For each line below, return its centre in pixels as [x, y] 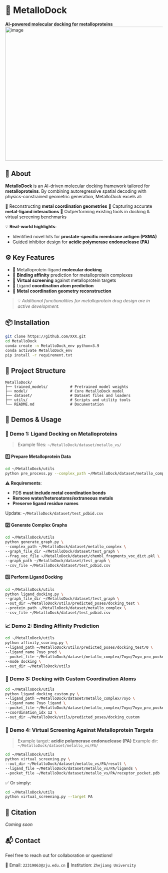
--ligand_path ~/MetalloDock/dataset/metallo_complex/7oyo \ [70, 699]
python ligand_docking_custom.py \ [42, 694]
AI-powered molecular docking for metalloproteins [59, 24]
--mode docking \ [23, 661]
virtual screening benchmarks [36, 217]
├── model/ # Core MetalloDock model [64, 391]
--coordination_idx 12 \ [31, 713]
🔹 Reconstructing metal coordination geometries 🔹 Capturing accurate [79, 206]
